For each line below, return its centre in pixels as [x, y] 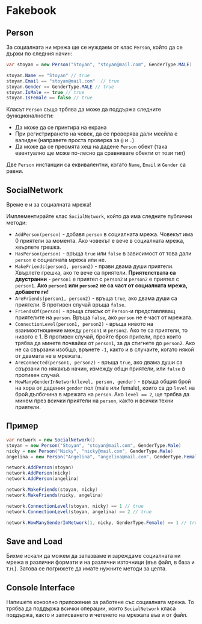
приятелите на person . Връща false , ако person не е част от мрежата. [104, 317]
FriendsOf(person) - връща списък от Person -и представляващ [95, 311]
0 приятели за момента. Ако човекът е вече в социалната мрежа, [100, 241]
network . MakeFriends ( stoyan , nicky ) [52, 490]
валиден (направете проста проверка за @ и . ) [75, 140]
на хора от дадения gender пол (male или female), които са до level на [105, 388]
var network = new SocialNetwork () [51, 440]
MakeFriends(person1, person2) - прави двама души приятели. [94, 266]
